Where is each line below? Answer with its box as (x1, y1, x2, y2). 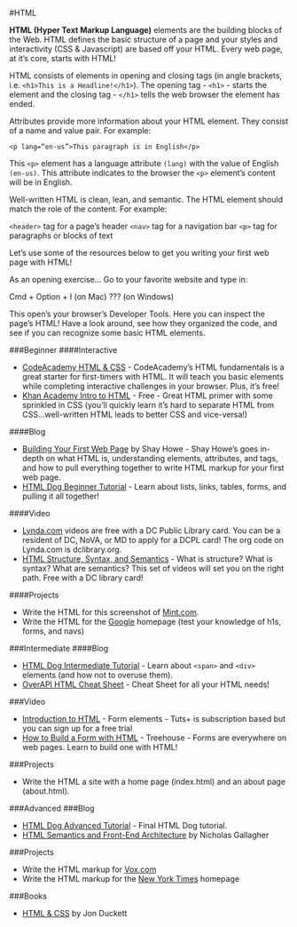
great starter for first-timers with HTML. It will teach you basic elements (21, 372, 284, 381)
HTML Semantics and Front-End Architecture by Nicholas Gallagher (21, 830, 270, 840)
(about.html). (21, 786, 70, 796)
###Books (9, 891, 47, 901)
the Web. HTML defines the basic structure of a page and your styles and (9, 35, 277, 44)
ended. (9, 99, 35, 109)
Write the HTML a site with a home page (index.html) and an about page (21, 777, 286, 787)
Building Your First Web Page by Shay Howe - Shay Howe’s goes (21, 444, 259, 454)
